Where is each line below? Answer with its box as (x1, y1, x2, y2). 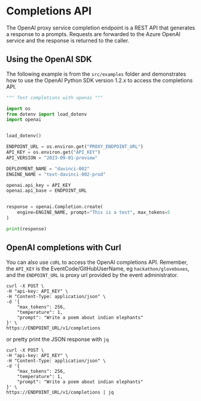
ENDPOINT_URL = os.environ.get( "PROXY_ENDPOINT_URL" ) (6, 144, 144, 150)
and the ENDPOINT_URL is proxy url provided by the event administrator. (6, 271, 179, 278)
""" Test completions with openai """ (6, 94, 103, 100)
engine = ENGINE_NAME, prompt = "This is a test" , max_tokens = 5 (17, 209, 170, 216)
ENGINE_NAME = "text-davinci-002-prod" (6, 171, 106, 177)
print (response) (6, 225, 47, 232)
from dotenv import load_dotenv (6, 111, 87, 117)
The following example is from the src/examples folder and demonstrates (6, 70, 187, 78)
